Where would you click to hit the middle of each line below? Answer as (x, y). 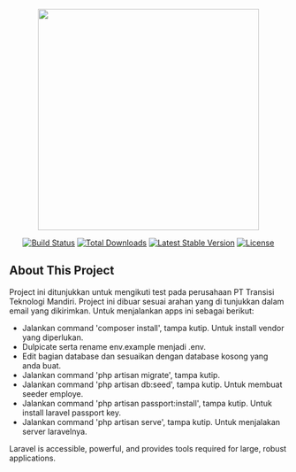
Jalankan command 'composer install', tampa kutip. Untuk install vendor (153, 328)
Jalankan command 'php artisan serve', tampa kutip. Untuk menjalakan (151, 422)
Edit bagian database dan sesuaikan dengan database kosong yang (145, 356)
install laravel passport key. (72, 413)
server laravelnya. (54, 431)
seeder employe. (53, 393)
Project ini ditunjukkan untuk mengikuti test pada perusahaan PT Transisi (142, 291)
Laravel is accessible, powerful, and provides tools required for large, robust (148, 448)
